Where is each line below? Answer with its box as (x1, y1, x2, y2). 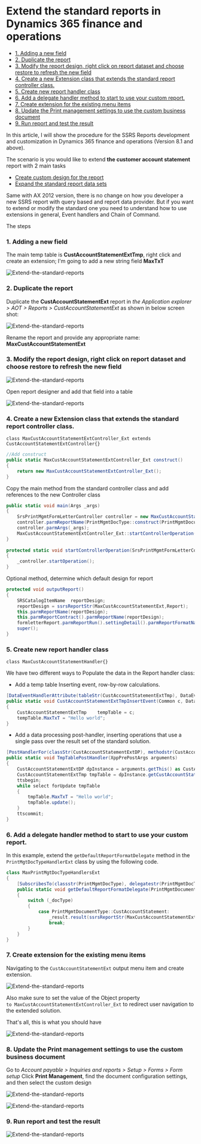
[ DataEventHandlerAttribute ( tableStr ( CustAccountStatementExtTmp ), (6, 693, 178, 699)
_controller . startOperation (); (17, 558, 95, 565)
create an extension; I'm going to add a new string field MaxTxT (6, 257, 165, 265)
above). (6, 144, 25, 151)
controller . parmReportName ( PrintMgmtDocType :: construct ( (17, 519, 162, 526)
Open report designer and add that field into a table (6, 388, 133, 395)
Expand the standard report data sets (14, 180, 107, 187)
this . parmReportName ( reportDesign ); (17, 609, 109, 615)
